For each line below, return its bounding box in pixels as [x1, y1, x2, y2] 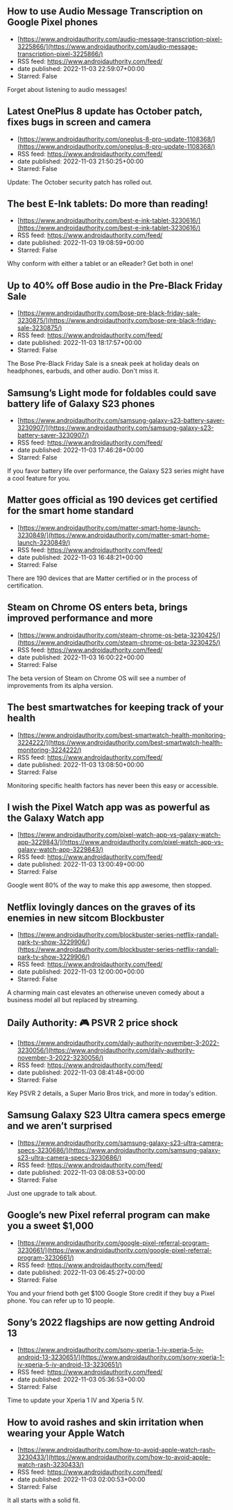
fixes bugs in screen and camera [7, 116, 151, 128]
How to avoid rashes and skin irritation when [7, 1416, 204, 1428]
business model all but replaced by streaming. [7, 996, 139, 1004]
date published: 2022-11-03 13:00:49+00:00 [17, 860, 144, 869]
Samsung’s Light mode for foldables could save [7, 387, 217, 399]
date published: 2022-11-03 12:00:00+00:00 [17, 967, 144, 976]
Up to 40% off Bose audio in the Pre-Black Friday [7, 280, 223, 291]
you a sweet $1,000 [7, 1220, 94, 1232]
